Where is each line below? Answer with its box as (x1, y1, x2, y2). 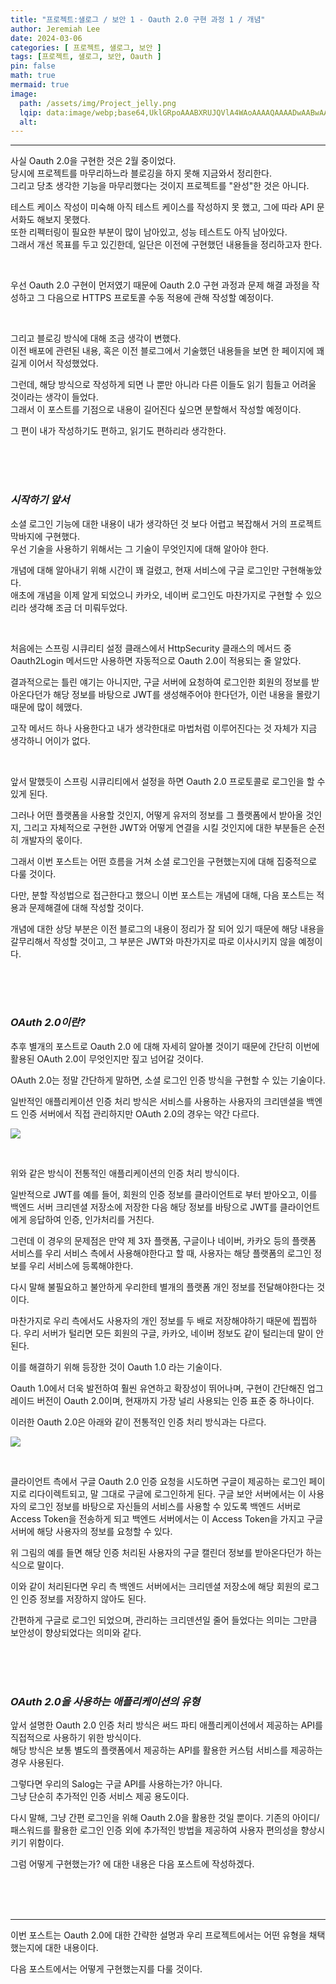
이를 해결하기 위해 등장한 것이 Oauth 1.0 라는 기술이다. (10, 1361, 223, 1373)
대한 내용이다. (44, 1942, 99, 1954)
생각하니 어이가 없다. (10, 734, 91, 746)
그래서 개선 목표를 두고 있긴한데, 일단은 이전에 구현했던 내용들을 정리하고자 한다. (10, 239, 323, 251)
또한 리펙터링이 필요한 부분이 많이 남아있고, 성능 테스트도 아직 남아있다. (10, 226, 288, 238)
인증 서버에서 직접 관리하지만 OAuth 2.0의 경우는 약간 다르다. (20, 1107, 260, 1120)
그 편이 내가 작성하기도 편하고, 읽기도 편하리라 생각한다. (10, 425, 227, 437)
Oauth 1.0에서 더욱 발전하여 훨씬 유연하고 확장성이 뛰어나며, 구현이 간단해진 (10, 1382, 305, 1394)
